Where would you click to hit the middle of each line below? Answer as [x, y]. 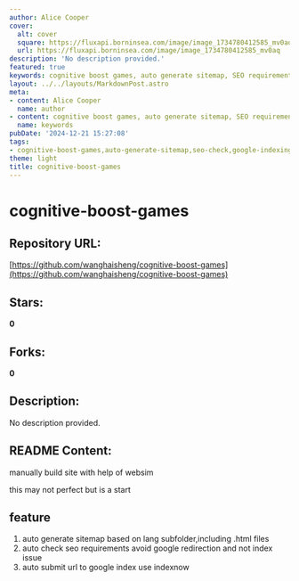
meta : [19, 92]
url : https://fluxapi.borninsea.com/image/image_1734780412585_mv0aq [149, 51]
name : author [41, 109]
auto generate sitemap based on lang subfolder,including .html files [145, 539]
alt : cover [37, 34]
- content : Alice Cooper [55, 100]
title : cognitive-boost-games [65, 167]
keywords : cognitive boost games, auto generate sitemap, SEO [127, 76]
